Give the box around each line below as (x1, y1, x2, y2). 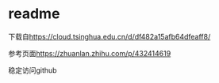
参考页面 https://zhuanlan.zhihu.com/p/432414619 (8, 48, 171, 58)
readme (8, 5, 60, 23)
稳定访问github (8, 65, 57, 75)
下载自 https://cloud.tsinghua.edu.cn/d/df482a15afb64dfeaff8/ (8, 32, 211, 41)
